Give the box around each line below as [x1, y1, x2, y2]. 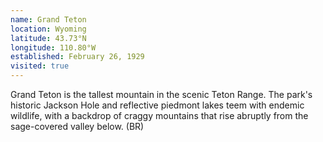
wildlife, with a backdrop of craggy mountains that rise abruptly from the [10, 110, 309, 121]
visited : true [10, 61, 70, 71]
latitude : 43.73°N [10, 33, 87, 43]
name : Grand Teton [10, 14, 87, 25]
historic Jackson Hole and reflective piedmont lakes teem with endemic [10, 99, 305, 111]
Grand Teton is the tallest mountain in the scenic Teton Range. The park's [10, 89, 313, 100]
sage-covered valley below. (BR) [10, 121, 145, 132]
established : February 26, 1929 [10, 52, 145, 62]
